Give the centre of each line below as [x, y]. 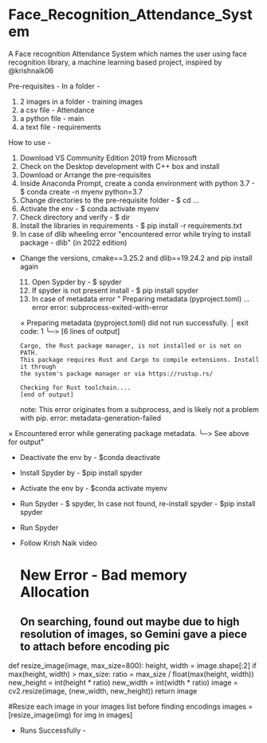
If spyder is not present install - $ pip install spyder [115, 290]
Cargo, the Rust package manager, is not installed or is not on [130, 346]
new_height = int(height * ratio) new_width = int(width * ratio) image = [124, 682]
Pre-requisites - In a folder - [54, 86]
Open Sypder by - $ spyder [77, 281]
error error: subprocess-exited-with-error [100, 307]
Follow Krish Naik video [58, 543]
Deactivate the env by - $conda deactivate [90, 457]
